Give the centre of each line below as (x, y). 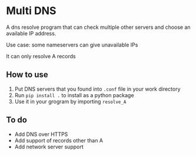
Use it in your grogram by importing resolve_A (70, 101)
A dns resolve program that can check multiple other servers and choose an (98, 27)
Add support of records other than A (59, 140)
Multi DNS (31, 11)
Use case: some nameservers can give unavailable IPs (72, 45)
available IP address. (31, 33)
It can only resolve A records (41, 56)
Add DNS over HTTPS (41, 134)
